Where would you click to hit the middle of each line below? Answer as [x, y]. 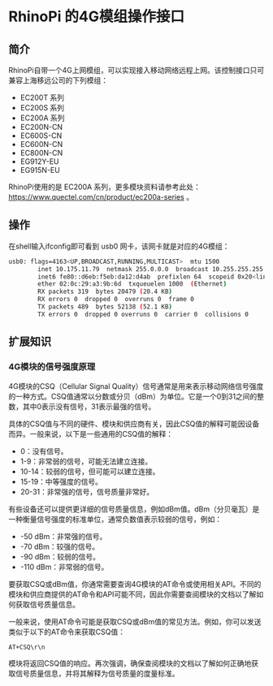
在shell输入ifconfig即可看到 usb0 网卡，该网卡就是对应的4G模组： [119, 246]
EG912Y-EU [39, 162]
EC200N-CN [41, 127]
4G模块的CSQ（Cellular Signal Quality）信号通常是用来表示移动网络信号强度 [136, 386]
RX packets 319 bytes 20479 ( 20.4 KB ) [105, 292]
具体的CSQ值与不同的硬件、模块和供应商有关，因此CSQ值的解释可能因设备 [134, 424]
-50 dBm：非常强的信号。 [63, 536]
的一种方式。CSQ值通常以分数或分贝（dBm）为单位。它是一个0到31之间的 [133, 396]
